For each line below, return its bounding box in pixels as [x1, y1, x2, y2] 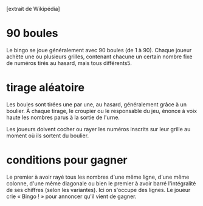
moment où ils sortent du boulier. [6, 132, 89, 139]
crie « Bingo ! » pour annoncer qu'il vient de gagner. [6, 193, 137, 200]
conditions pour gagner [6, 153, 128, 167]
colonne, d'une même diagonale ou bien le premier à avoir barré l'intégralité [6, 179, 196, 187]
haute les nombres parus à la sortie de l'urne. [6, 114, 120, 121]
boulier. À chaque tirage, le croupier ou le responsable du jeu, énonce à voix [6, 107, 198, 114]
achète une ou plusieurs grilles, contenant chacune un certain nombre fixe [6, 53, 193, 60]
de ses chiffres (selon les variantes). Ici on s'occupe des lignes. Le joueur [6, 186, 191, 193]
